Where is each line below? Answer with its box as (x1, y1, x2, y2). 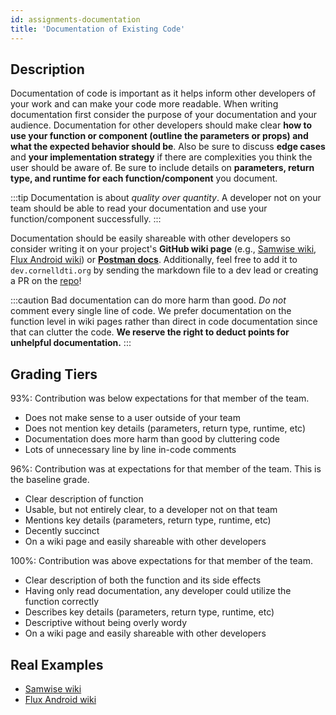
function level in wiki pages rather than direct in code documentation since (10, 316, 318, 328)
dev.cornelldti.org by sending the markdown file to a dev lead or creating (10, 264, 319, 276)
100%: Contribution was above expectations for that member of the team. (10, 555, 313, 567)
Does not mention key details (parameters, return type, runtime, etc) (24, 422, 307, 435)
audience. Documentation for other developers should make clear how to (10, 119, 313, 131)
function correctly (24, 596, 100, 608)
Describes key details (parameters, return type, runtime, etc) (24, 606, 275, 618)
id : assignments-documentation (10, 14, 141, 25)
